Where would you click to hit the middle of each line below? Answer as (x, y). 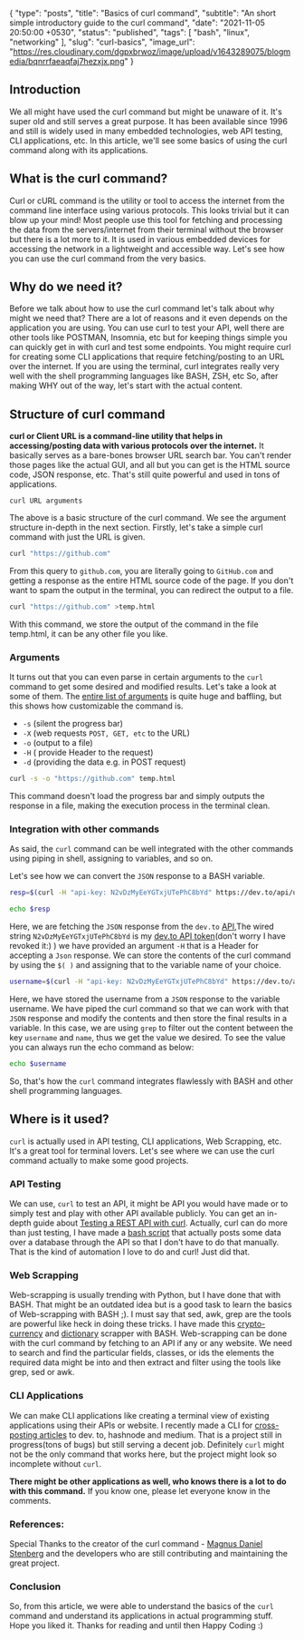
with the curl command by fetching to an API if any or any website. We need (151, 1343)
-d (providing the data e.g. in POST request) (104, 762)
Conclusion (35, 1586)
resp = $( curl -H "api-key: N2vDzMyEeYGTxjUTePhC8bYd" (111, 893)
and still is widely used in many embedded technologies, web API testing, (146, 131)
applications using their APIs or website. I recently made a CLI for (131, 1425)
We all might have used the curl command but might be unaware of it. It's (146, 112)
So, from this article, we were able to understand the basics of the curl (142, 1606)
